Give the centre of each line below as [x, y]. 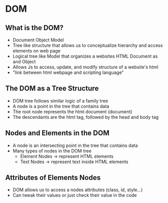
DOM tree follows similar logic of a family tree [60, 100]
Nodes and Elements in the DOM [57, 133]
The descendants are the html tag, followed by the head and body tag [86, 117]
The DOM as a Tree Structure [52, 88]
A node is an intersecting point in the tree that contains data [75, 145]
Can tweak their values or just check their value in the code [75, 195]
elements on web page [37, 51]
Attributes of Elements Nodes [53, 178]
